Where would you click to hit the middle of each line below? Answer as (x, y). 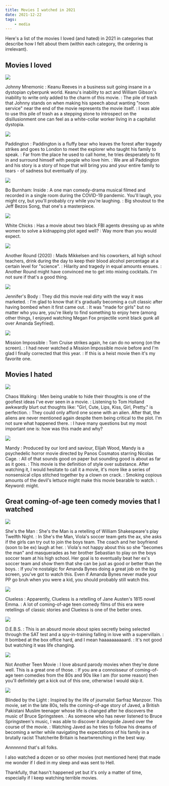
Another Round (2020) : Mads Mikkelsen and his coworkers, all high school (83, 256)
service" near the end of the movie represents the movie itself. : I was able (82, 108)
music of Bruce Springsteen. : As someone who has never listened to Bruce (84, 716)
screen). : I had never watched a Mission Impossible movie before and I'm (82, 348)
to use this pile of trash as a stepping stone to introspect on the (71, 114)
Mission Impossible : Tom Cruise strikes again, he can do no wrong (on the (83, 343)
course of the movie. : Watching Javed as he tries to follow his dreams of (81, 727)
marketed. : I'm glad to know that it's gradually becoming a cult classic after (84, 302)
